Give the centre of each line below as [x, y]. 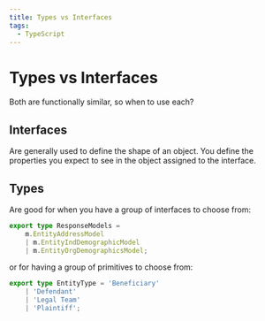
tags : [19, 26]
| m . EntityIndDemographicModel [83, 242]
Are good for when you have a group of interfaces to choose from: [130, 210]
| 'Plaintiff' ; [53, 309]
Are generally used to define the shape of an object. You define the [132, 151]
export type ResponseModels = [65, 225]
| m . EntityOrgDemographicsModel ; [87, 250]
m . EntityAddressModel [64, 234]
